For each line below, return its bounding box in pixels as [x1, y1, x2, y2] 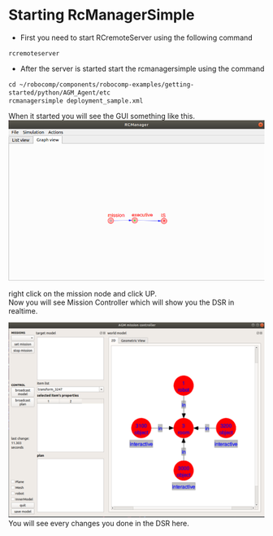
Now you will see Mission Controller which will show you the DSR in [8, 297, 235, 307]
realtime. [8, 306, 38, 316]
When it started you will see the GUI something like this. [8, 111, 195, 121]
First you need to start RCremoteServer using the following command [19, 33, 253, 42]
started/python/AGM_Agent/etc [8, 88, 111, 97]
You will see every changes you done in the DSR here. [8, 519, 189, 529]
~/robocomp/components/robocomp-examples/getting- [19, 80, 195, 89]
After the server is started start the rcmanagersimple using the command [19, 64, 265, 73]
